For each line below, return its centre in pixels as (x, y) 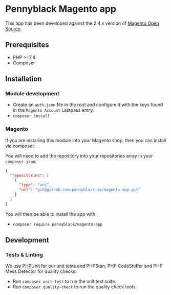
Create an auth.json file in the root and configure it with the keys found (88, 105)
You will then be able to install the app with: (51, 214)
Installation (24, 79)
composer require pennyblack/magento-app (57, 224)
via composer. (20, 146)
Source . (14, 28)
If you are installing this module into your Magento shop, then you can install (86, 140)
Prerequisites (27, 45)
